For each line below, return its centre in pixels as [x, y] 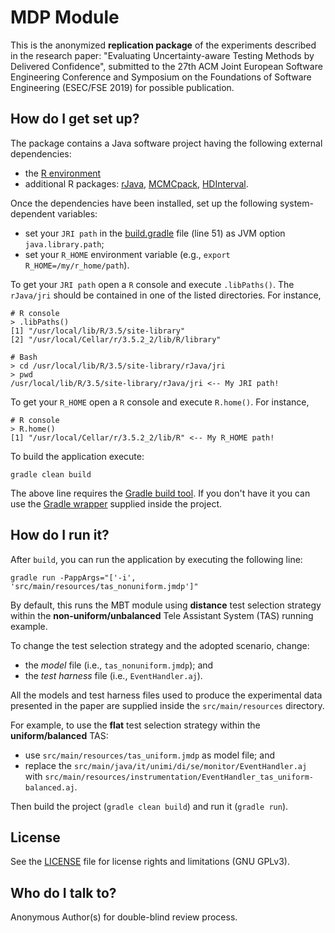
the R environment [63, 173]
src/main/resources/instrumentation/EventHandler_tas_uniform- [179, 777]
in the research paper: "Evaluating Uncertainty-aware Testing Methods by [162, 55]
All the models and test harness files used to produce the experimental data [166, 695]
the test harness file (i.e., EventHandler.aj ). [113, 675]
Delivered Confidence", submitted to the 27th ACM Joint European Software [166, 66]
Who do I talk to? [63, 892]
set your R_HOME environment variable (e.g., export [127, 254]
